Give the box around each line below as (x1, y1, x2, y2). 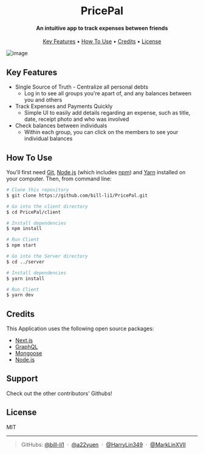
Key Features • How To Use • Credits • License (42, 38, 161, 45)
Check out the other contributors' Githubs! (6, 390, 112, 397)
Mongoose (15, 350, 42, 357)
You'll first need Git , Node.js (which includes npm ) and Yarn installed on (6, 169, 186, 176)
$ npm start (6, 242, 36, 248)
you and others (24, 97, 63, 104)
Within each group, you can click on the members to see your (24, 129, 178, 136)
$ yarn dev (6, 292, 34, 298)
